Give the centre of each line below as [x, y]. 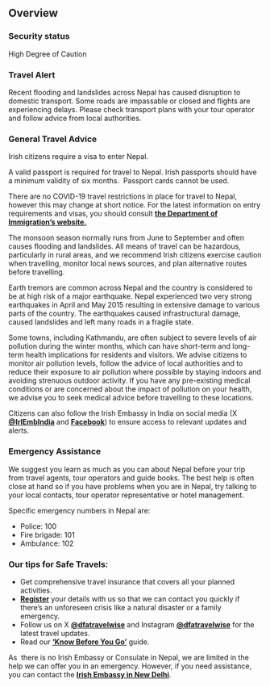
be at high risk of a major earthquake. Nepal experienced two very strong [130, 296]
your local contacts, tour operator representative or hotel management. [126, 495]
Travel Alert [32, 74]
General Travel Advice [53, 139]
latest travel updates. [55, 633]
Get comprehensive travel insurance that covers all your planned [127, 581]
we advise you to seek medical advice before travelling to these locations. [131, 398]
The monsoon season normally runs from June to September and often [126, 238]
